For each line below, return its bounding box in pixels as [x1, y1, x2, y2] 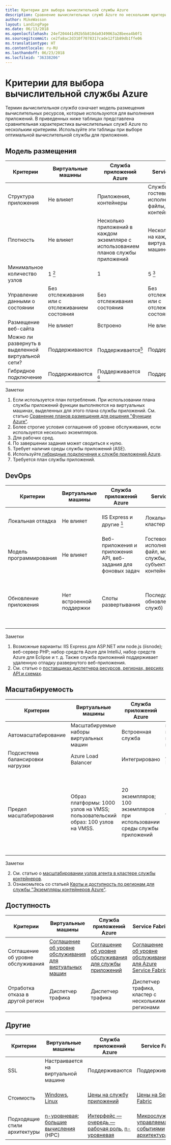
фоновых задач [101, 567, 140, 574]
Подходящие [8, 1115, 40, 1123]
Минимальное [8, 264, 43, 271]
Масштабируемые [70, 722, 116, 729]
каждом [97, 230, 118, 237]
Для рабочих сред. [12, 435, 54, 441]
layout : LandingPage [5, 21, 49, 27]
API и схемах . [12, 670, 42, 676]
